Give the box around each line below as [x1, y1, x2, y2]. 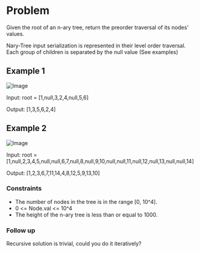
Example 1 [6, 66, 45, 76]
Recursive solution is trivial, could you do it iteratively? [6, 240, 142, 248]
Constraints [6, 184, 42, 193]
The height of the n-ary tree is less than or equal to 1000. [15, 211, 158, 218]
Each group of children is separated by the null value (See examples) [6, 48, 179, 55]
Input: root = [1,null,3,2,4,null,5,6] [6, 93, 89, 101]
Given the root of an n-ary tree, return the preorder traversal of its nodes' [6, 24, 189, 31]
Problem [6, 4, 50, 18]
